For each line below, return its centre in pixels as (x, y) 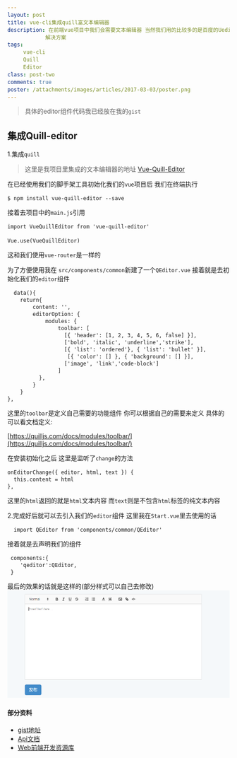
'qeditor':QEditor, (49, 566)
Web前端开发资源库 (46, 747)
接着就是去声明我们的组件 (44, 544)
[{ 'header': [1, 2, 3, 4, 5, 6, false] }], (130, 336)
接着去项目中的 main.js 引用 (47, 213)
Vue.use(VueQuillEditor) (44, 241)
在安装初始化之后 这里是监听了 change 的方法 (70, 458)
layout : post (26, 15)
